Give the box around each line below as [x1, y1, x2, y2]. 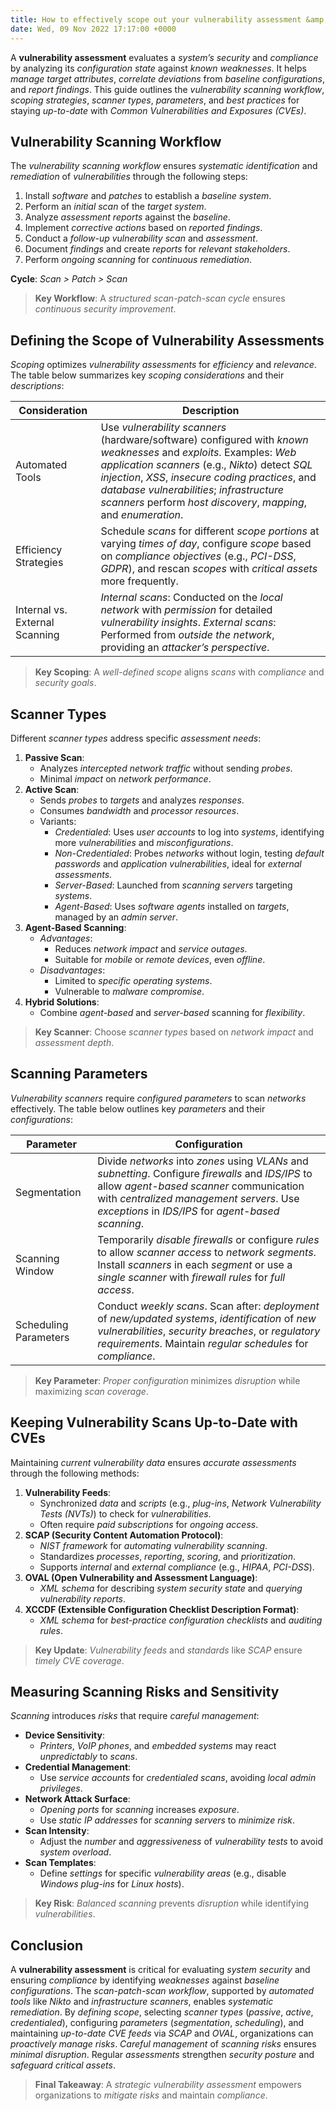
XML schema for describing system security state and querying [39, 1582, 303, 1594]
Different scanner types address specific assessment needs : [10, 732, 262, 744]
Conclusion [10, 1937, 84, 1954]
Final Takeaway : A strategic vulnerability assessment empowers [34, 2079, 302, 2091]
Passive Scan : [24, 751, 85, 763]
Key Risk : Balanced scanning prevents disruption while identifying [34, 1897, 310, 1910]
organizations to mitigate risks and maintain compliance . [34, 2089, 268, 2101]
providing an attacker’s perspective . [100, 641, 270, 655]
